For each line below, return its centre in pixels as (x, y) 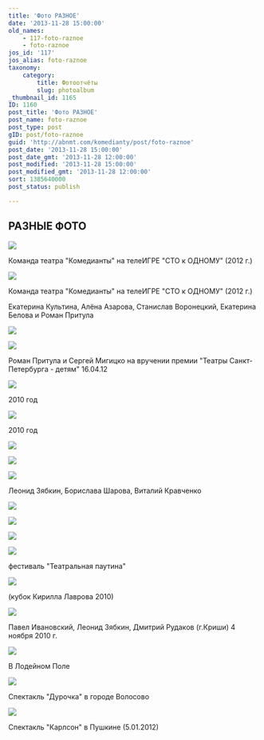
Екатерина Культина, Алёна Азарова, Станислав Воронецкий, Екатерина (132, 306)
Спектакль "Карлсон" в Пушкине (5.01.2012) (84, 727)
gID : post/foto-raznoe (46, 134)
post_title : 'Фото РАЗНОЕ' (53, 113)
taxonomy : (25, 68)
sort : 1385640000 (37, 180)
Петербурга (29, 369)
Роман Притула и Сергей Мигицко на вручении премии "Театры (118, 360)
